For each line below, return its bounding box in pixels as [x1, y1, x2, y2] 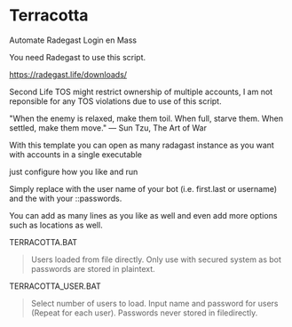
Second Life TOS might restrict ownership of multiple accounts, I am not [9, 86, 273, 97]
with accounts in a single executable [9, 148, 142, 160]
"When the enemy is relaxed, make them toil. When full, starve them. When [9, 113, 284, 124]
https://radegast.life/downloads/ [9, 68, 127, 80]
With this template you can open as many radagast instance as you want [9, 140, 275, 150]
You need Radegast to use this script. [9, 52, 146, 62]
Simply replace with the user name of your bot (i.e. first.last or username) [9, 183, 278, 194]
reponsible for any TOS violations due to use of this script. [9, 95, 222, 107]
